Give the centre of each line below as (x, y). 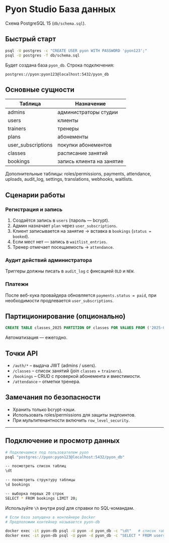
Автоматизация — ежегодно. (36, 337)
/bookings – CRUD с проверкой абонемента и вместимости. (77, 376)
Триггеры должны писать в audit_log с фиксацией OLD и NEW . (70, 271)
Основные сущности (40, 89)
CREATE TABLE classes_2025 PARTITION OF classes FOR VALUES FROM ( (77, 328)
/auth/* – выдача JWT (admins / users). (54, 366)
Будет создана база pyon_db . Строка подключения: (60, 65)
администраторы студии (88, 112)
